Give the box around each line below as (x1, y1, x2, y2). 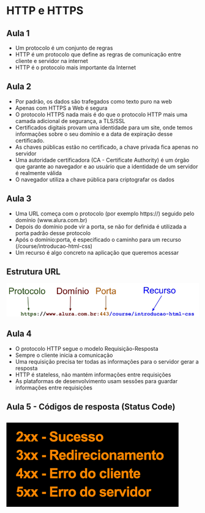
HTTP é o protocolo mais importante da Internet (15, 64, 136, 71)
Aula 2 (6, 81, 32, 92)
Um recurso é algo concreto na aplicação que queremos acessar (15, 249, 179, 256)
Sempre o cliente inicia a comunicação (15, 351, 113, 359)
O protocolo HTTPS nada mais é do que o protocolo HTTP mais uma (15, 111, 188, 118)
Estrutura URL (6, 267, 61, 277)
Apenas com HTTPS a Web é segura (15, 104, 108, 111)
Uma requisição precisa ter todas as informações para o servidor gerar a (15, 358, 199, 365)
